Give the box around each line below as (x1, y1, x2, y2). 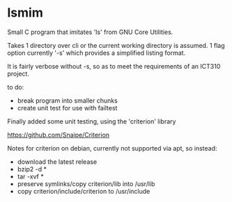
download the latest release (17, 158, 98, 166)
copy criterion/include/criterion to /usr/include (17, 187, 150, 195)
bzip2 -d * (17, 165, 47, 173)
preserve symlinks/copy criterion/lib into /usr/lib (17, 179, 155, 188)
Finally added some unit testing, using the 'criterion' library (7, 117, 176, 126)
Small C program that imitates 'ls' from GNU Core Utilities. (7, 28, 173, 36)
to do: (7, 83, 24, 91)
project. (7, 69, 30, 78)
